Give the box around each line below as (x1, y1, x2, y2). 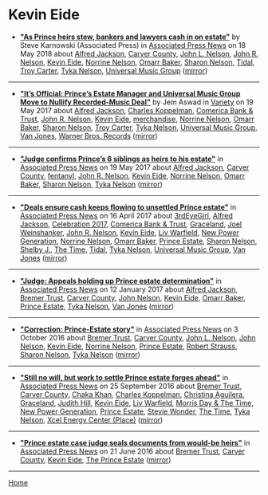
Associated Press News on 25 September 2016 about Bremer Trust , (19, 381, 242, 391)
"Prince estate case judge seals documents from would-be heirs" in (19, 438, 250, 447)
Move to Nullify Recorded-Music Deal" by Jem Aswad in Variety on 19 (19, 97, 254, 107)
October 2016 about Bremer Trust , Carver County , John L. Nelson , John (19, 332, 256, 342)
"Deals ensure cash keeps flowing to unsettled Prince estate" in (19, 202, 237, 212)
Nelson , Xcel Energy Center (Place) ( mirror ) (19, 414, 164, 424)
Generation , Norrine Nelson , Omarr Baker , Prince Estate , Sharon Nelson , (19, 236, 258, 246)
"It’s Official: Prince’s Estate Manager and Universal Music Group (19, 88, 241, 98)
